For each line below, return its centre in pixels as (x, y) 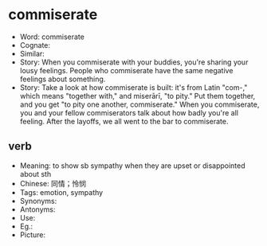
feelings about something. (63, 79)
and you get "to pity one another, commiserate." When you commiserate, (139, 104)
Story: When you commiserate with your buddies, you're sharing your (134, 62)
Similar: (32, 53)
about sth (35, 174)
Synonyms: (38, 201)
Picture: (33, 234)
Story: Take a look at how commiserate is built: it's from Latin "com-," (133, 87)
